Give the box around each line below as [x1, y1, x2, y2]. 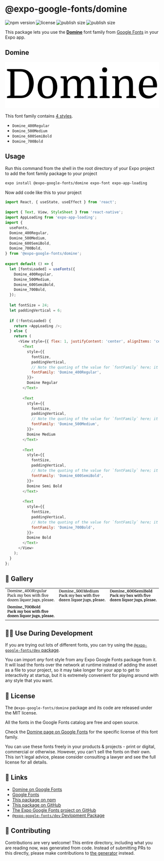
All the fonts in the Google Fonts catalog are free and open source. [5, 719, 139, 725]
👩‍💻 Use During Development [5, 629, 93, 637]
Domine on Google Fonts [12, 786, 62, 792]
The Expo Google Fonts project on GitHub [12, 807, 96, 813]
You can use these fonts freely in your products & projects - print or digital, [5, 743, 156, 749]
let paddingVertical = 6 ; [9, 308, 62, 313]
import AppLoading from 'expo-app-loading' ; [5, 215, 97, 220]
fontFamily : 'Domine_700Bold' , [31, 525, 95, 530]
